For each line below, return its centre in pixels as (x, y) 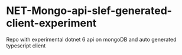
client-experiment (51, 23)
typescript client (26, 46)
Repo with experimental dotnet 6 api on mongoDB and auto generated (91, 39)
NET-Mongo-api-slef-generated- (89, 11)
